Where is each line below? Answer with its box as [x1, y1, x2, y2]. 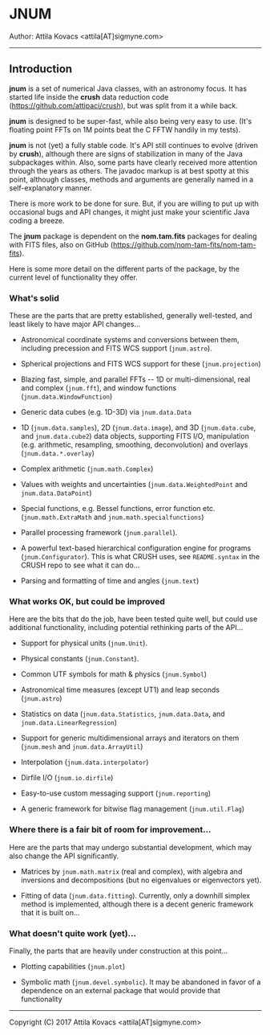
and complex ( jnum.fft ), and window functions [20, 383, 177, 393]
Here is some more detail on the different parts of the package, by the [9, 264, 240, 273]
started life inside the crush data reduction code [9, 92, 169, 101]
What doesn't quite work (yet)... [9, 927, 137, 939]
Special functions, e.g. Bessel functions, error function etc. [20, 504, 216, 513]
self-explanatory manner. [9, 182, 93, 193]
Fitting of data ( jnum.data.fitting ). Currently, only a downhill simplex [20, 890, 251, 900]
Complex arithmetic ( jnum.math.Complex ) [20, 464, 154, 474]
